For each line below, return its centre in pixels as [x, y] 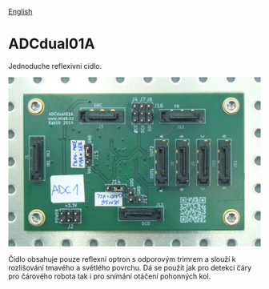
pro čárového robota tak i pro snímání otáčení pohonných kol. [110, 276]
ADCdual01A [52, 44]
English [20, 12]
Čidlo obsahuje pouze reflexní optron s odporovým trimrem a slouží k [122, 259]
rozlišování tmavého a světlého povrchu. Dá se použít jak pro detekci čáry [130, 267]
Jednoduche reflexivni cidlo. [55, 66]
